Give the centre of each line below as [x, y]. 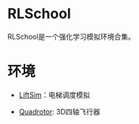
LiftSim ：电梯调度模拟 [54, 95]
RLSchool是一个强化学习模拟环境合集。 [71, 36]
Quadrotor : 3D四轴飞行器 [59, 111]
